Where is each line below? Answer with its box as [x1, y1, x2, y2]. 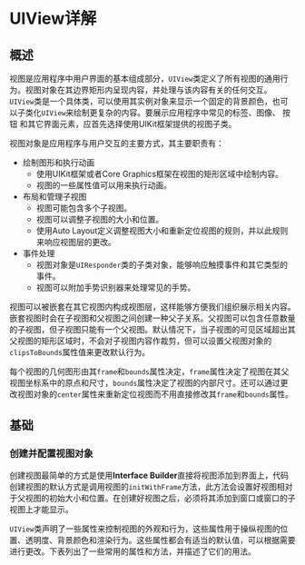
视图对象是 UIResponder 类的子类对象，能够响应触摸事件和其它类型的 [35, 260, 289, 270]
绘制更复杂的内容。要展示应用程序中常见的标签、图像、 [73, 107, 280, 118]
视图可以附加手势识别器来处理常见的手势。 [35, 282, 196, 292]
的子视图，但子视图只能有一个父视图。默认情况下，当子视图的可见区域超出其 [9, 324, 296, 334]
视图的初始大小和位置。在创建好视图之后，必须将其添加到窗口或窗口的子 [25, 492, 296, 503]
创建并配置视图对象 [9, 447, 93, 460]
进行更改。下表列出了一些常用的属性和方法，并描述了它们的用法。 [9, 546, 256, 557]
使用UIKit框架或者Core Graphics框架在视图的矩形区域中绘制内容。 [35, 169, 284, 179]
